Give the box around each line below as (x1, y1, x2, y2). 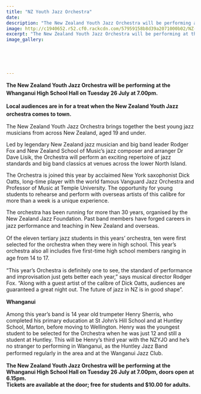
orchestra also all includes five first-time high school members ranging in (6, 247, 187, 255)
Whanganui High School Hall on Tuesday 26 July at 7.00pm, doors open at (6, 368, 194, 375)
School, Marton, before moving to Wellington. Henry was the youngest (6, 323, 180, 330)
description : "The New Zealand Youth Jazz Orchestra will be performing (6, 20, 191, 26)
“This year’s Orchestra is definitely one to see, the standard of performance (6, 267, 193, 274)
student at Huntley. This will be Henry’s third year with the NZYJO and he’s (6, 336, 190, 344)
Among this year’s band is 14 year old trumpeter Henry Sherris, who (6, 311, 173, 318)
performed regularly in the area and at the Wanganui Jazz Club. (6, 350, 163, 357)
